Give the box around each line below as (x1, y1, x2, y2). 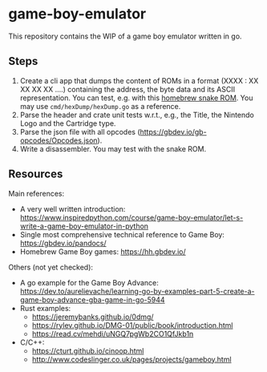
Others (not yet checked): (8, 262, 94, 272)
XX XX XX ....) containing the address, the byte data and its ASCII (19, 84, 235, 94)
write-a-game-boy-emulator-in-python (19, 221, 149, 231)
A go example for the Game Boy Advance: (19, 277, 159, 287)
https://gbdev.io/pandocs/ (19, 238, 107, 248)
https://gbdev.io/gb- (140, 127, 207, 136)
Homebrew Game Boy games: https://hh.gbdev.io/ (19, 246, 186, 257)
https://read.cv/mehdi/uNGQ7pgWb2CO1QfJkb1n (31, 329, 194, 338)
